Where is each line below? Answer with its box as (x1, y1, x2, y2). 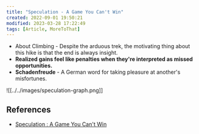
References (6, 104, 51, 115)
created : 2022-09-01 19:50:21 (6, 15, 83, 21)
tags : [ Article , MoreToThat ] (6, 26, 80, 32)
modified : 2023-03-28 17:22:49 (6, 20, 86, 26)
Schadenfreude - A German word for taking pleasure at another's (15, 68, 181, 76)
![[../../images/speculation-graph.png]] (6, 86, 103, 94)
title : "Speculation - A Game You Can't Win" (6, 9, 124, 15)
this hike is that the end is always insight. (15, 49, 118, 57)
